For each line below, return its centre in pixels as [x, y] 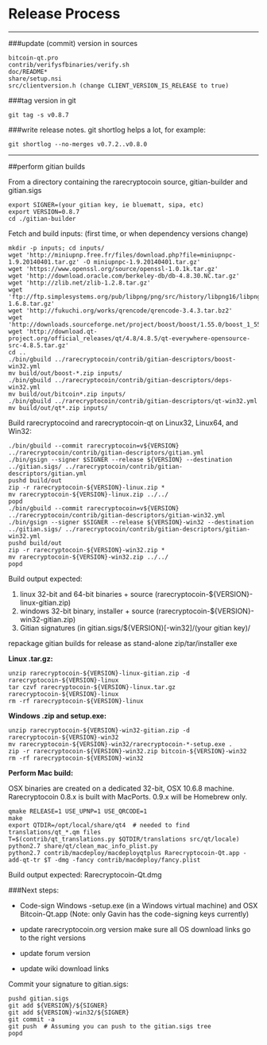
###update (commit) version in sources [73, 43]
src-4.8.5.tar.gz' [39, 345]
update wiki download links [64, 968]
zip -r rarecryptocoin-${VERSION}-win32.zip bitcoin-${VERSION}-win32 [128, 751]
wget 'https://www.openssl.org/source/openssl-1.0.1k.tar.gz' [113, 269]
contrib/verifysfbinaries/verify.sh [69, 64]
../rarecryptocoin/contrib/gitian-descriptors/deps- [143, 380]
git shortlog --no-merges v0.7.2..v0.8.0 [78, 144]
